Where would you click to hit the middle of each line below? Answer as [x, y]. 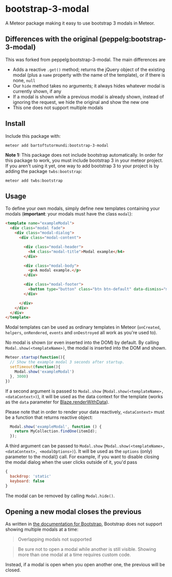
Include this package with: [33, 136]
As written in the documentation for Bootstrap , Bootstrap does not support [84, 524]
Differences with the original [52, 39]
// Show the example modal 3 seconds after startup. [67, 362]
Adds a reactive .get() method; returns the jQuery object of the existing [89, 69]
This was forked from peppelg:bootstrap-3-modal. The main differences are [85, 59]
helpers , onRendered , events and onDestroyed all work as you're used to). [81, 333]
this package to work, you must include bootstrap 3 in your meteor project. [84, 160]
